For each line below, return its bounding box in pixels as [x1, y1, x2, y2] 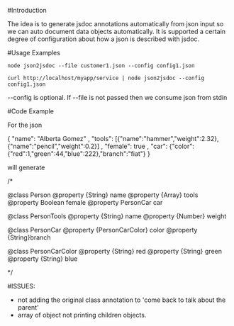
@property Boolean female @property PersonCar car [7, 198, 163, 206]
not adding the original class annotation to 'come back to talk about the [17, 296, 226, 304]
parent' [17, 303, 39, 311]
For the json [7, 120, 43, 129]
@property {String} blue [7, 254, 78, 263]
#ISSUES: [7, 282, 35, 290]
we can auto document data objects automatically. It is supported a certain [7, 28, 225, 35]
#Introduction [7, 6, 48, 14]
